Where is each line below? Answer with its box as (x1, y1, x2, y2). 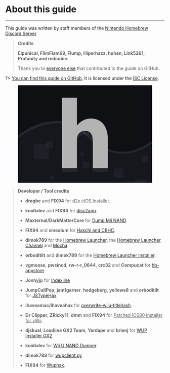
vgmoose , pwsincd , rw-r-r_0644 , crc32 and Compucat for (25, 262, 151, 268)
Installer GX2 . (25, 333, 54, 339)
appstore (25, 268, 45, 273)
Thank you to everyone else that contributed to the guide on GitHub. (17, 65, 160, 71)
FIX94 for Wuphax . (25, 362, 66, 368)
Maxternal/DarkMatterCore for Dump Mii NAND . (25, 217, 127, 223)
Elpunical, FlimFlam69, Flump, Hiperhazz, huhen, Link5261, (17, 50, 145, 56)
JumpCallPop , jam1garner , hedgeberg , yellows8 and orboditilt (25, 287, 159, 293)
